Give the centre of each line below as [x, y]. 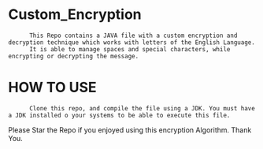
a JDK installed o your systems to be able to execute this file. [119, 115]
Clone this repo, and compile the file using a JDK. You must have [142, 108]
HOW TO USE [52, 88]
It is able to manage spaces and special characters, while [130, 49]
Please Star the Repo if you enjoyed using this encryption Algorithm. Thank [130, 130]
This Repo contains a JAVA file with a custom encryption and [133, 35]
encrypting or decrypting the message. [74, 56]
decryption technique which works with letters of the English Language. [132, 42]
